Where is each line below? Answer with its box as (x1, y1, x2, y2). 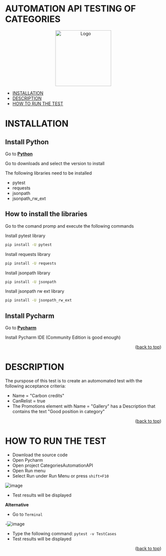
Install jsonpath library (5, 270, 51, 276)
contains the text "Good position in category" (12, 409, 105, 414)
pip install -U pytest (5, 242, 52, 247)
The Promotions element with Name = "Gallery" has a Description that (12, 403, 156, 409)
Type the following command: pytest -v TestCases (12, 530, 116, 536)
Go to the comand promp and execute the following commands (5, 223, 134, 229)
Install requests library (5, 251, 51, 257)
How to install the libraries (5, 210, 88, 218)
